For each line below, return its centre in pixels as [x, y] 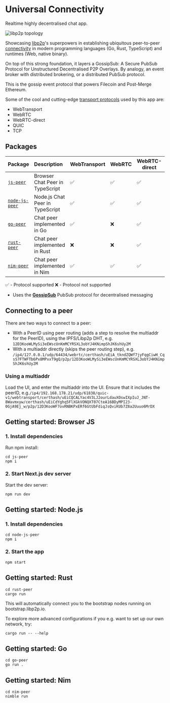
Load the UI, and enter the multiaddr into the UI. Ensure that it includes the [83, 387]
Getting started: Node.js [44, 510]
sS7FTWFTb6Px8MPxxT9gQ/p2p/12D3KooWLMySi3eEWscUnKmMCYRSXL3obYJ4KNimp [89, 359]
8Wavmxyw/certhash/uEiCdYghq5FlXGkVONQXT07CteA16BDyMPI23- [69, 402]
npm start [16, 562]
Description [49, 164]
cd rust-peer [19, 589]
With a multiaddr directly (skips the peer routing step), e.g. [74, 349]
